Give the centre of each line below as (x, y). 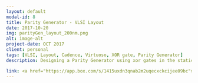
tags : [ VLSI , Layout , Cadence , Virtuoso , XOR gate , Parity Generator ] (95, 55)
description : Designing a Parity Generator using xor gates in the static (100, 60)
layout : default (26, 11)
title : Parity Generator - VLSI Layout (55, 22)
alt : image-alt (25, 39)
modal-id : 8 (21, 17)
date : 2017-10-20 (27, 28)
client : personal (27, 50)
